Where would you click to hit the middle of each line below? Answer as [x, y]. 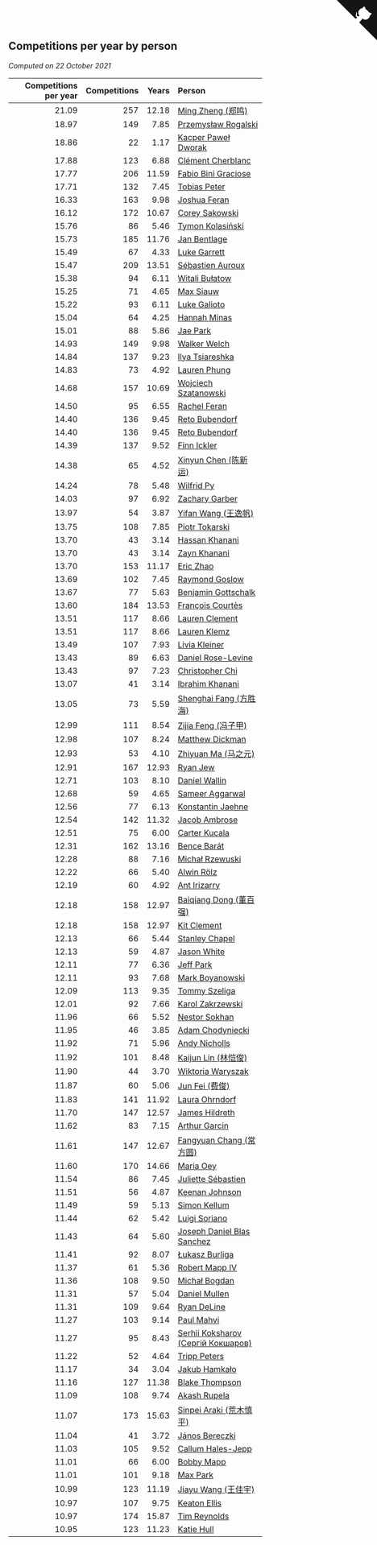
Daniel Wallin [202, 780]
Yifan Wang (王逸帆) [215, 513]
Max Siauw [199, 291]
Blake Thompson [209, 1382]
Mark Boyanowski [211, 977]
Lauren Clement [208, 618]
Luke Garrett [201, 252]
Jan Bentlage [203, 239]
